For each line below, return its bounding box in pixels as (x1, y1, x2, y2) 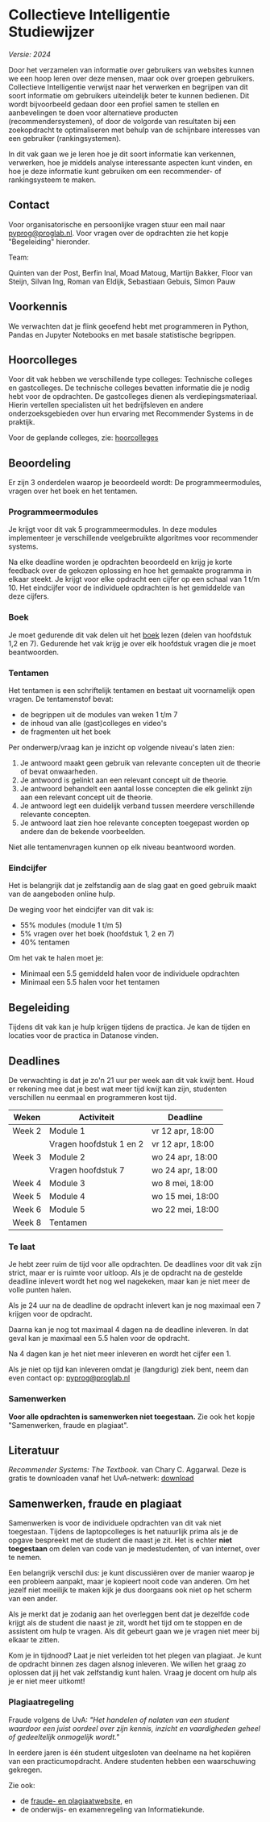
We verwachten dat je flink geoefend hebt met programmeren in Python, (8, 321, 249, 331)
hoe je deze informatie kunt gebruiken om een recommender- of (8, 166, 222, 176)
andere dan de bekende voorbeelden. (19, 827, 146, 836)
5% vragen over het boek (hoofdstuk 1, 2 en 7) (19, 929, 175, 939)
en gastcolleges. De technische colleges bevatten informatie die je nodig (8, 383, 250, 392)
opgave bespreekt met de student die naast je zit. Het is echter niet (8, 1535, 232, 1545)
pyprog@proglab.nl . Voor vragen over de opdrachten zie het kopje (8, 228, 229, 238)
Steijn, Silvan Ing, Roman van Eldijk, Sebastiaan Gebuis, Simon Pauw (8, 276, 236, 286)
